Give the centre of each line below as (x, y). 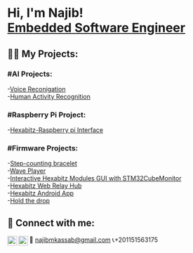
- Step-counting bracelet (42, 164)
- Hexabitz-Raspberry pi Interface (55, 130)
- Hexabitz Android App (41, 193)
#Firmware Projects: (43, 148)
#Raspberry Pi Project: (47, 115)
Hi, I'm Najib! (46, 13)
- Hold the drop (29, 201)
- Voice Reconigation (36, 89)
